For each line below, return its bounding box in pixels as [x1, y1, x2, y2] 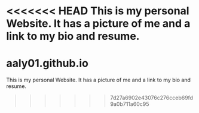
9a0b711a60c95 [110, 101, 149, 108]
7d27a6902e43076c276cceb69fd [110, 94, 193, 102]
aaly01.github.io [6, 56, 88, 70]
